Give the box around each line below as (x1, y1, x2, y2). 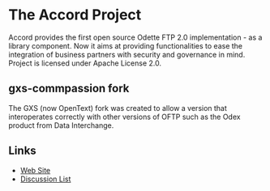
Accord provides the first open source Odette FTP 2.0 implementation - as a (8, 32, 263, 42)
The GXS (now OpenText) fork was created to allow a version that (8, 103, 227, 112)
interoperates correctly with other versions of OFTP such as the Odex (8, 112, 241, 121)
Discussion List (19, 174, 71, 184)
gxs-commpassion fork (8, 82, 130, 95)
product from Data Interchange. (8, 120, 114, 130)
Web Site (19, 165, 51, 175)
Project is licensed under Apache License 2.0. (8, 58, 162, 68)
